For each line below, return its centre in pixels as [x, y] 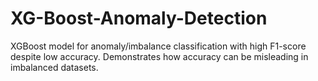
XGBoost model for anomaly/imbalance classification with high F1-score [158, 46]
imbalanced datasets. [54, 67]
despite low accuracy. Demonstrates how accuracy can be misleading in [159, 56]
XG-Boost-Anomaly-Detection [139, 18]
